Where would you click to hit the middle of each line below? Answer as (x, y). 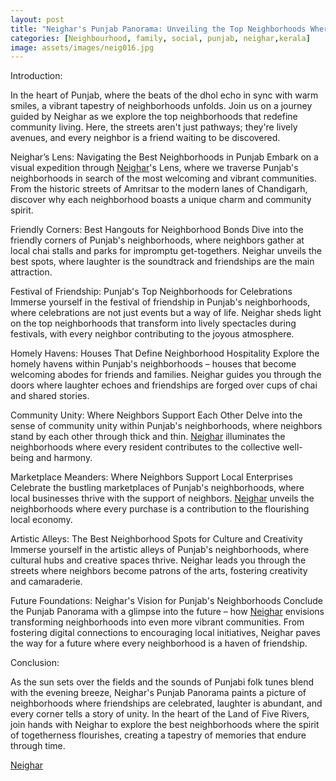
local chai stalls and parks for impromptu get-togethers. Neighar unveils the (166, 251)
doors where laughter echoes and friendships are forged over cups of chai (164, 385)
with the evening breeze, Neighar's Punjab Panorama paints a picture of (158, 693)
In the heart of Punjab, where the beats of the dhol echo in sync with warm (164, 95)
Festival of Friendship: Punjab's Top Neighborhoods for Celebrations (151, 292)
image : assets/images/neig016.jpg (82, 47)
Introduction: (36, 76)
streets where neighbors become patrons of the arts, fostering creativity (159, 571)
